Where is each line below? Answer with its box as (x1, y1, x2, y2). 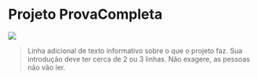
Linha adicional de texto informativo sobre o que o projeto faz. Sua (27, 45, 243, 56)
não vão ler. (27, 63, 66, 72)
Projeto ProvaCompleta (8, 5, 163, 23)
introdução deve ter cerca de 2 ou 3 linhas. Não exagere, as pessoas (27, 54, 251, 63)
